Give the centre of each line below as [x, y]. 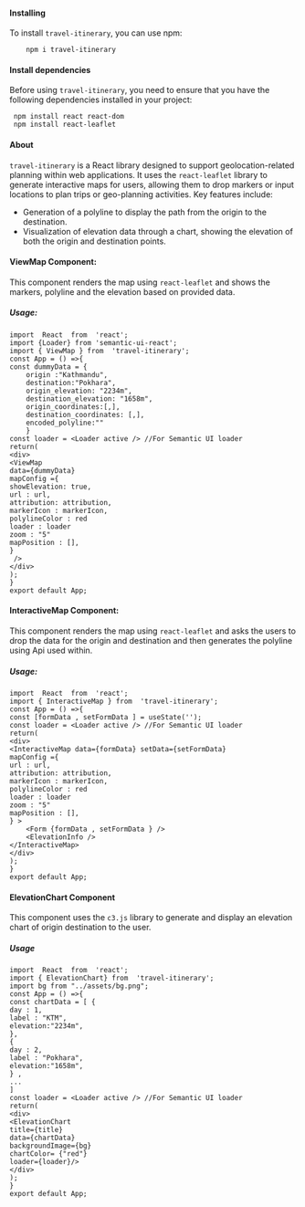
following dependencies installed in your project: [101, 100]
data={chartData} [42, 1138]
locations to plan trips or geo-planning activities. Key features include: [142, 194]
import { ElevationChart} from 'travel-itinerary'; [112, 978]
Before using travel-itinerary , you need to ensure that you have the [140, 90]
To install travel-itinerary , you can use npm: [96, 33]
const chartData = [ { [53, 1002]
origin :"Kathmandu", [67, 374]
